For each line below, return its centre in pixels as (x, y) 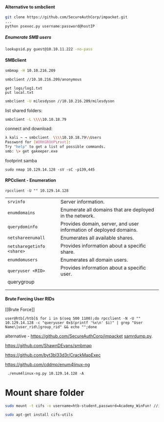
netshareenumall (26, 238)
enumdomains (21, 213)
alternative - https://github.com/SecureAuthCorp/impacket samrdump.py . (79, 336)
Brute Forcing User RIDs (30, 299)
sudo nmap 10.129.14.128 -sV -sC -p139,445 (50, 169)
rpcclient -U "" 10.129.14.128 (37, 191)
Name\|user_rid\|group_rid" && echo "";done (51, 327)
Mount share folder (45, 393)
